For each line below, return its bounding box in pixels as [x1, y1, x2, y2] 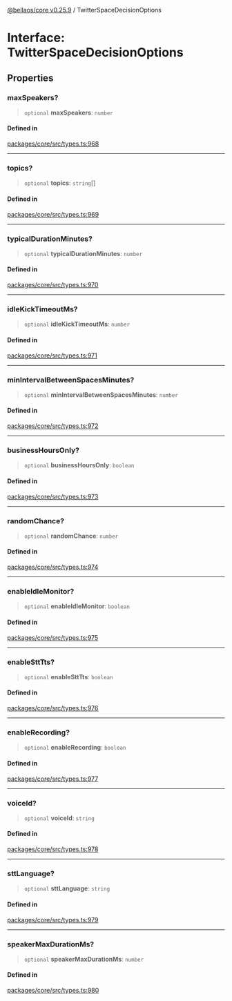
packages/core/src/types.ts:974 [7, 563, 99, 572]
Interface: [7, 30, 66, 46]
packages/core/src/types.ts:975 [7, 633, 99, 641]
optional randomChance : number [23, 532, 119, 540]
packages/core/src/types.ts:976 [7, 704, 99, 712]
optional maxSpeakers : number [23, 108, 114, 117]
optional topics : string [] [23, 179, 96, 187]
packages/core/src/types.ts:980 [7, 987, 99, 995]
